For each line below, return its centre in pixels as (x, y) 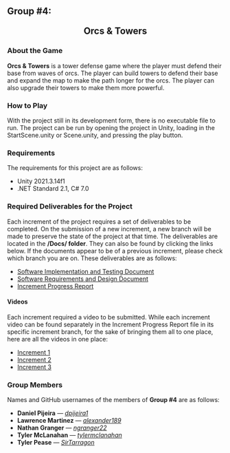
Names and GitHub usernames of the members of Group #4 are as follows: (113, 400)
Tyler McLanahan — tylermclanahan (69, 435)
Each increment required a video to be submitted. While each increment (109, 317)
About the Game (35, 51)
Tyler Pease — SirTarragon (56, 443)
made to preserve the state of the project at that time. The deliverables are (113, 236)
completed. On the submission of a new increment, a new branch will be (109, 229)
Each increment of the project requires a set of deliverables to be (99, 221)
